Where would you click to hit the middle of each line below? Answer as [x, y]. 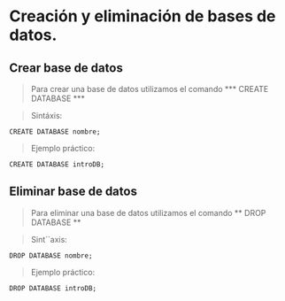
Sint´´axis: [49, 239]
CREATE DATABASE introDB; [57, 165]
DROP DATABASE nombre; [51, 255]
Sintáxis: [46, 116]
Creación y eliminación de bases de [142, 16]
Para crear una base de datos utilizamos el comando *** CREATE [150, 89]
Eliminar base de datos [73, 192]
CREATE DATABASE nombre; [55, 132]
